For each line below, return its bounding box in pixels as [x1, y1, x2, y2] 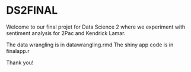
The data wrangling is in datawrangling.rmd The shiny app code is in [6, 41, 174, 48]
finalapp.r [6, 47, 30, 54]
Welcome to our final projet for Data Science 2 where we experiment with [6, 23, 186, 30]
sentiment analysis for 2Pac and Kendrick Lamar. [6, 29, 126, 36]
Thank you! [6, 59, 34, 66]
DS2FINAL [6, 4, 58, 17]
